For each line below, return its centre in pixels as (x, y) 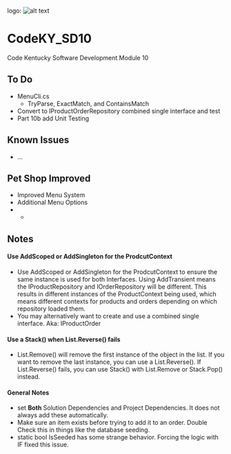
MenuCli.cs (33, 96)
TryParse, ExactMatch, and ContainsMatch (88, 103)
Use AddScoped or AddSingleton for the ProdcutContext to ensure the (117, 272)
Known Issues (38, 140)
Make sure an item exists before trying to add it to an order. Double (112, 423)
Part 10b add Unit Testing (53, 118)
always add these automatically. (63, 415)
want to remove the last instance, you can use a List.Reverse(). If (109, 362)
